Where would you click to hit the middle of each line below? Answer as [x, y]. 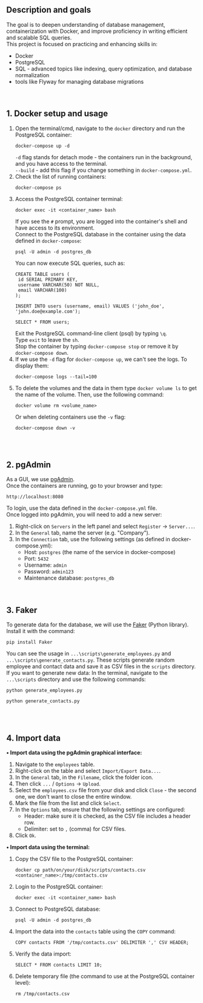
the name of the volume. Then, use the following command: [89, 394]
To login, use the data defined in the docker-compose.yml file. [82, 508]
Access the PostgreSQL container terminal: [69, 199]
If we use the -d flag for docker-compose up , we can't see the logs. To [101, 359]
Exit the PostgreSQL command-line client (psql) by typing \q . [91, 333]
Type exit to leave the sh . [47, 340]
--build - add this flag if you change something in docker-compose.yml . [103, 170]
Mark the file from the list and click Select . [68, 803]
